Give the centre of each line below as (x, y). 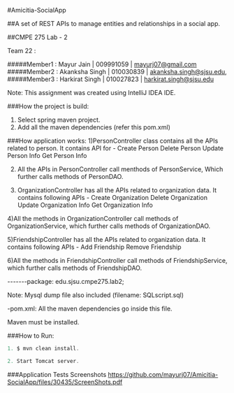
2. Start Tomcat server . (43, 361)
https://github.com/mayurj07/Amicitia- (163, 374)
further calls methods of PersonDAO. (70, 177)
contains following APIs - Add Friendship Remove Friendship (94, 247)
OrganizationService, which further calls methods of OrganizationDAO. (109, 226)
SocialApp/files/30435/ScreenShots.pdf (65, 382)
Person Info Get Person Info (47, 156)
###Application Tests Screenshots (57, 374)
